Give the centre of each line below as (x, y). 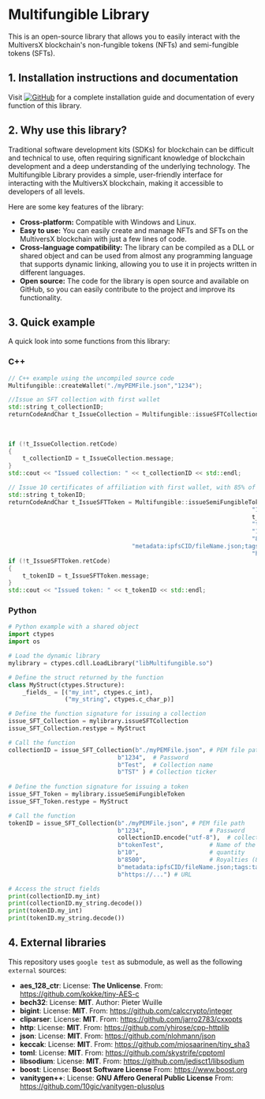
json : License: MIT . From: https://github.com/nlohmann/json (118, 1036)
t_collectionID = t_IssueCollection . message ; (99, 459)
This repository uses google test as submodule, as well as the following (125, 962)
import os (24, 642)
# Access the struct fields (54, 889)
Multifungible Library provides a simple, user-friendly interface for (116, 175)
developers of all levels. (47, 191)
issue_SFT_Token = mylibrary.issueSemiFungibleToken (97, 794)
